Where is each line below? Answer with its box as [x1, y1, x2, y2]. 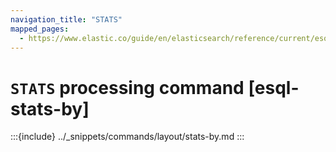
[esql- [248, 76, 300, 99]
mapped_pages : [10, 24, 70, 34]
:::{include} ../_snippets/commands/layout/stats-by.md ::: [10, 131, 245, 143]
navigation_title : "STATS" [10, 14, 123, 25]
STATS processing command [10, 76, 245, 99]
